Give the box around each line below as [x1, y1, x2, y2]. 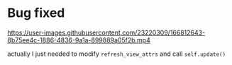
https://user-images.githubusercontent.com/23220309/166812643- [7, 28, 206, 37]
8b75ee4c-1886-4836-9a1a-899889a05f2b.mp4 [7, 35, 150, 44]
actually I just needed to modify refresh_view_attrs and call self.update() [7, 49, 226, 58]
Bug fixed [7, 5, 65, 21]
